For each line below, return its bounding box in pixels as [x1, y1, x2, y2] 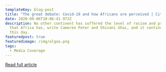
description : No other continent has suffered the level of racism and [5, 21, 156, 26]
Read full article [5, 62, 37, 68]
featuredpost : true [5, 35, 45, 40]
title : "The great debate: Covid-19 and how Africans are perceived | [5, 12, 154, 17]
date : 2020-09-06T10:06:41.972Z [5, 16, 72, 21]
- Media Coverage [9, 48, 45, 53]
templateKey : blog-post [5, 7, 54, 12]
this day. [9, 30, 30, 35]
